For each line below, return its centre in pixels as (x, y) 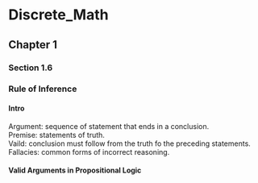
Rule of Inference (43, 89)
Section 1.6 (31, 68)
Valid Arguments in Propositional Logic (75, 170)
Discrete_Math (58, 15)
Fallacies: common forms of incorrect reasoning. (89, 152)
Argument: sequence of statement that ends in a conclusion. (109, 126)
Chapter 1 (33, 45)
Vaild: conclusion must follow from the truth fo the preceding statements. (130, 143)
